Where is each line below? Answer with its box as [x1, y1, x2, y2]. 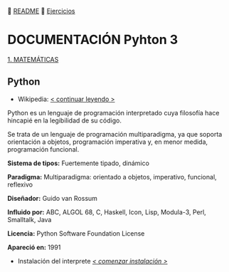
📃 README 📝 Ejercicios [7, 7, 76, 15]
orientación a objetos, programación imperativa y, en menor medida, [7, 137, 208, 146]
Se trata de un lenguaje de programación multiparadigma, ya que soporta [7, 130, 223, 138]
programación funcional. [7, 145, 80, 153]
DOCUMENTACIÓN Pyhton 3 [7, 32, 179, 48]
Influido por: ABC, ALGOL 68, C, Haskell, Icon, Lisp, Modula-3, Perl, [7, 207, 206, 216]
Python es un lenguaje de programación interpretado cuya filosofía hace [7, 108, 220, 117]
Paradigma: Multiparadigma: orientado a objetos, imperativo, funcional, [7, 172, 217, 181]
